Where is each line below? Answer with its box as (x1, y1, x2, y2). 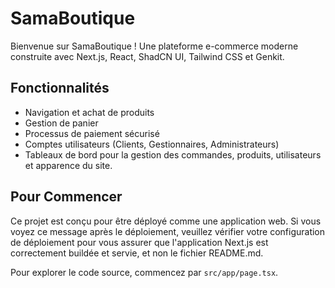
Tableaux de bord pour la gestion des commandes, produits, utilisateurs (24, 148, 322, 161)
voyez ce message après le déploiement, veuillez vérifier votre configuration (10, 225, 326, 237)
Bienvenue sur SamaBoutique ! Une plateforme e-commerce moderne (10, 40, 299, 52)
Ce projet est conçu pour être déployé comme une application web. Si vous (10, 215, 322, 227)
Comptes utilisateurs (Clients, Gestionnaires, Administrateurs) (24, 138, 280, 150)
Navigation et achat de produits (24, 106, 155, 118)
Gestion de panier (24, 117, 99, 129)
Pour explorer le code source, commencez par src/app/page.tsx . (10, 266, 279, 278)
